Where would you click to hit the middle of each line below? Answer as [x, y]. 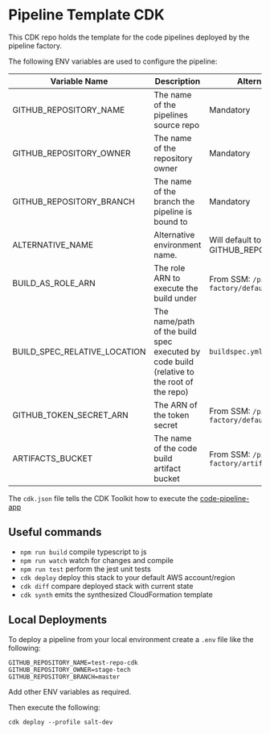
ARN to [167, 278]
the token [172, 415]
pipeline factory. [35, 45]
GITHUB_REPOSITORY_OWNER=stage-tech [70, 670]
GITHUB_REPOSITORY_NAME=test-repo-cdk [73, 662]
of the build [175, 331]
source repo [176, 125]
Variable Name [79, 81]
